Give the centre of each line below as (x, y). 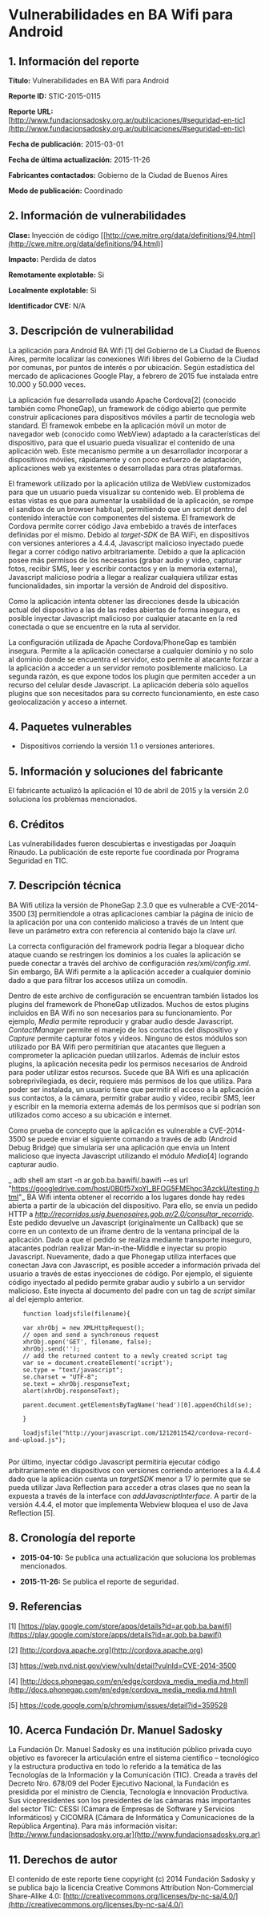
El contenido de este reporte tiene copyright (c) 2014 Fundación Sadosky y (132, 1879)
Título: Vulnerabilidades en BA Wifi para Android (89, 81)
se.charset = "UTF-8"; (60, 1377)
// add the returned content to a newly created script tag (125, 1355)
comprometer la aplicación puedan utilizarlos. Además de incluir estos (124, 1055)
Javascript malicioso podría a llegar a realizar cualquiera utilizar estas (123, 577)
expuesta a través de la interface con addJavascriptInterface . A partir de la (132, 1496)
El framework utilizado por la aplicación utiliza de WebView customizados (129, 483)
